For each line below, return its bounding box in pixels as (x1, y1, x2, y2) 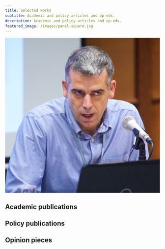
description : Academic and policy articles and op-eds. (5, 18, 122, 23)
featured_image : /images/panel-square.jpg (5, 24, 93, 29)
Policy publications (5, 219, 65, 228)
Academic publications (5, 202, 78, 211)
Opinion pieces (5, 236, 53, 245)
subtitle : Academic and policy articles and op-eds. (5, 13, 115, 18)
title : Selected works (5, 8, 52, 13)
